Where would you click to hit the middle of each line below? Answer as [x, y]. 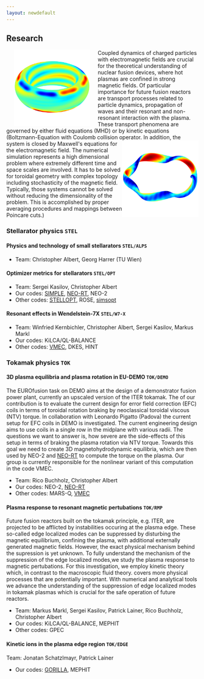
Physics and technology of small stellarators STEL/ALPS [77, 245]
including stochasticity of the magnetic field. [62, 183]
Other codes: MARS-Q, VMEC [52, 493]
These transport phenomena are [138, 125]
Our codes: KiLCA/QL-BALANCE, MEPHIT [67, 623]
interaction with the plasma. [156, 118]
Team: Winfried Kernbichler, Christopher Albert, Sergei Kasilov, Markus [104, 327]
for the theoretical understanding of [142, 66]
